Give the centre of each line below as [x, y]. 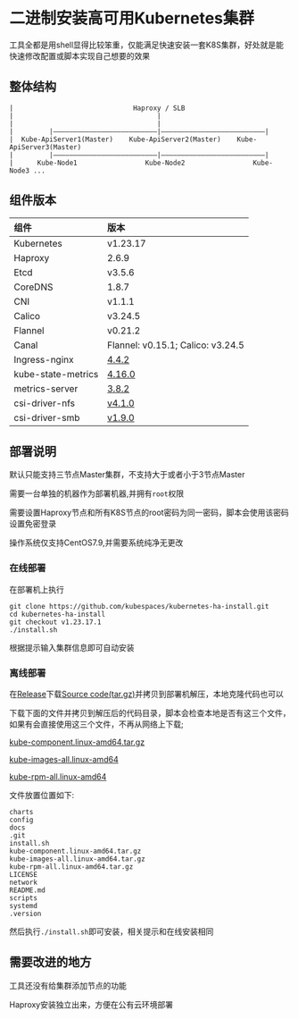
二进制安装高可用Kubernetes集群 [132, 18]
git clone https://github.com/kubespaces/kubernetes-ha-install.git [139, 606]
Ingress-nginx [44, 359]
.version [25, 914]
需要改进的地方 [50, 962]
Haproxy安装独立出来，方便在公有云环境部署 [91, 1004]
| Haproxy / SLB [97, 108]
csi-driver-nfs [45, 403]
